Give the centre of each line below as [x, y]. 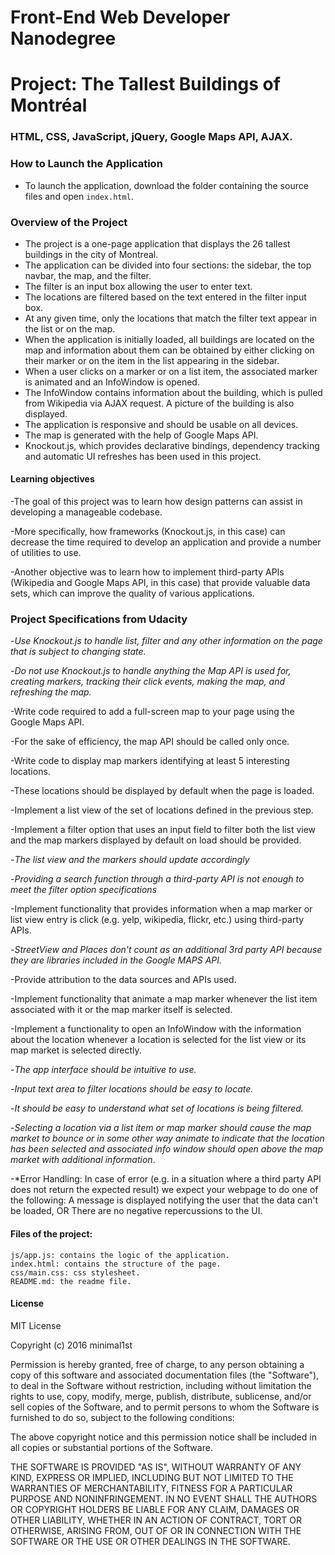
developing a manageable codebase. [86, 512]
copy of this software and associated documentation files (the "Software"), [165, 1375]
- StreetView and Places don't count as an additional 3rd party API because [166, 950]
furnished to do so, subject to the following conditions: [122, 1417]
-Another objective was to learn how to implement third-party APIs [147, 572]
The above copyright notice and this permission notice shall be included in [163, 1437]
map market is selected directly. [76, 1050]
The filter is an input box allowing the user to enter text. [138, 286]
